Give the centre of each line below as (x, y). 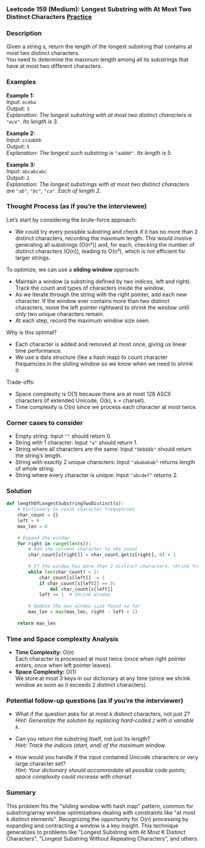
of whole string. (35, 469)
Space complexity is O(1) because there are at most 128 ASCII (93, 394)
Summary (21, 793)
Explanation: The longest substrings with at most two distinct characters (98, 184)
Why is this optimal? (31, 332)
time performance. (38, 350)
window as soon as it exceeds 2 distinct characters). (81, 685)
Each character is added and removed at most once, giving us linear (101, 344)
